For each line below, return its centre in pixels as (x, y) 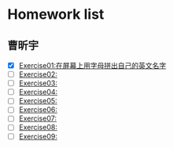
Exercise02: (38, 74)
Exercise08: (38, 128)
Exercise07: (37, 118)
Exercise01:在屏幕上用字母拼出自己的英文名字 (93, 65)
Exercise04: (38, 92)
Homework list (56, 14)
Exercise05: (38, 101)
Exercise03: (38, 83)
